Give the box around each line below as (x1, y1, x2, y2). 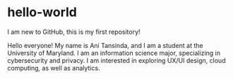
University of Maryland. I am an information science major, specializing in (7, 49, 221, 57)
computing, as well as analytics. (7, 63, 100, 72)
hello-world (7, 4, 78, 20)
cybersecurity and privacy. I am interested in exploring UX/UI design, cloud (7, 56, 226, 64)
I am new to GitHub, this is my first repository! (7, 28, 141, 36)
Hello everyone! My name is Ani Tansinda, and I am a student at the (7, 41, 203, 49)
